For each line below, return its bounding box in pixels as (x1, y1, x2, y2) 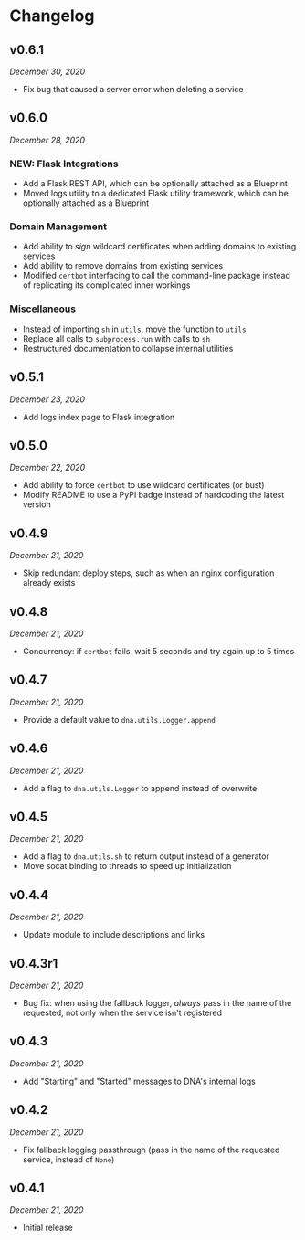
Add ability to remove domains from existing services (22, 260, 224, 271)
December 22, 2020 (9, 462, 86, 473)
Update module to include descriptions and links (22, 929, 205, 940)
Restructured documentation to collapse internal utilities (22, 343, 234, 354)
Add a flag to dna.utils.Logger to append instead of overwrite (22, 782, 258, 793)
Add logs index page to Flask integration (22, 411, 175, 422)
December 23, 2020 (9, 394, 85, 405)
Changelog (9, 5, 95, 26)
